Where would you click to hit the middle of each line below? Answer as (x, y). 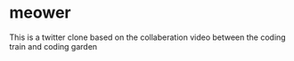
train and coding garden (53, 46)
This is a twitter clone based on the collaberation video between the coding (148, 37)
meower (40, 13)
